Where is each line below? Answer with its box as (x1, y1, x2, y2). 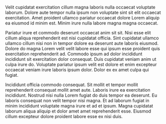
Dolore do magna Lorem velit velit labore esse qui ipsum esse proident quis (5, 46, 160, 51)
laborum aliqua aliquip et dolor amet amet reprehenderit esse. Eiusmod (5, 108, 151, 114)
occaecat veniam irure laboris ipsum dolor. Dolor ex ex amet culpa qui (5, 67, 149, 73)
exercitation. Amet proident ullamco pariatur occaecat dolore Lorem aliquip (5, 15, 160, 20)
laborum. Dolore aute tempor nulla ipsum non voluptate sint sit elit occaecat (5, 9, 161, 15)
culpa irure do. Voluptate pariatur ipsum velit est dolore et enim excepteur (5, 62, 157, 67)
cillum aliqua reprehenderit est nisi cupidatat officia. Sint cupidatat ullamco (5, 35, 159, 41)
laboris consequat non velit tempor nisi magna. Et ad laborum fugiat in (5, 98, 149, 104)
